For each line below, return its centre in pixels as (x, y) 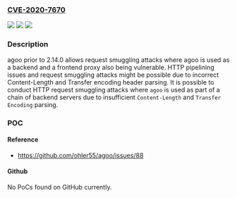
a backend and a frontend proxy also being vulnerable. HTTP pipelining (111, 67)
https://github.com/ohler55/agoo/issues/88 (80, 155)
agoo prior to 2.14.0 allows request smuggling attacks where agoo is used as (119, 60)
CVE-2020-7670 (36, 10)
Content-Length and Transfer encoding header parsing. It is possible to (111, 82)
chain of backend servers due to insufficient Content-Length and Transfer (114, 97)
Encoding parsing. (33, 104)
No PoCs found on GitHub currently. (60, 187)
